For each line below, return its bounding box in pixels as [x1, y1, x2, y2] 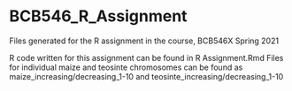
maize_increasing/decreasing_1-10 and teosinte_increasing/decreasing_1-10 [9, 71, 284, 81]
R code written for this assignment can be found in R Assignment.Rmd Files [9, 52, 284, 63]
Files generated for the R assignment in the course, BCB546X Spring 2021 [9, 35, 280, 46]
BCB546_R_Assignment [9, 6, 188, 27]
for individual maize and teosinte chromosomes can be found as [9, 62, 243, 72]
